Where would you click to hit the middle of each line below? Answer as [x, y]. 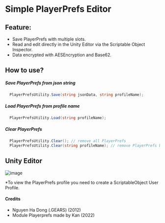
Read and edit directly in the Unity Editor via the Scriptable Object [79, 44]
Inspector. [22, 50]
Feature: [18, 27]
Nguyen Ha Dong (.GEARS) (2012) [46, 210]
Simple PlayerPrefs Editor [58, 9]
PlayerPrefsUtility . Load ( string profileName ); [58, 118]
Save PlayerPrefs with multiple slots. [49, 39]
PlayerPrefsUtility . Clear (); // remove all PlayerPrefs [68, 141]
